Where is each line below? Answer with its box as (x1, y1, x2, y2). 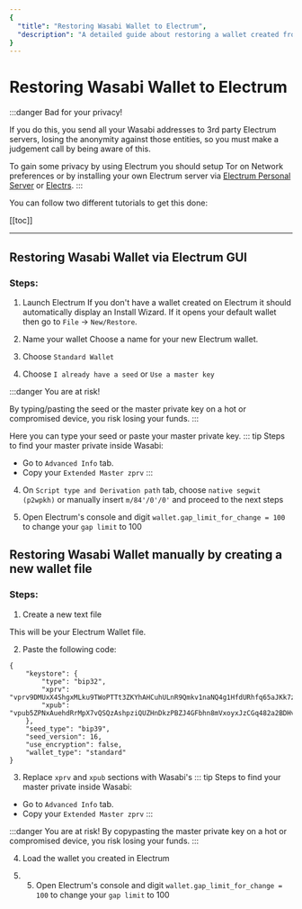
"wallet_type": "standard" (25, 748, 127, 757)
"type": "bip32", (41, 677, 106, 686)
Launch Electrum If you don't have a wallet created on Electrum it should (22, 296, 292, 307)
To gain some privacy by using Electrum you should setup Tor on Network (9, 161, 284, 172)
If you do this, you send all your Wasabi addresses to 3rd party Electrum (9, 124, 277, 135)
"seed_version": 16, (25, 732, 102, 741)
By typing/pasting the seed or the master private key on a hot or (9, 403, 247, 414)
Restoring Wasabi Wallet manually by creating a (9, 547, 283, 563)
